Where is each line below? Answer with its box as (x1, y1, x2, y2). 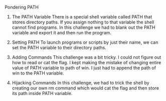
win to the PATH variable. (12, 70, 64, 76)
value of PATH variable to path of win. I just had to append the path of (12, 65, 156, 71)
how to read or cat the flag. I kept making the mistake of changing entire (12, 60, 161, 65)
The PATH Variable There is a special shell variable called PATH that (12, 14, 152, 19)
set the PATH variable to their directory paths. (12, 45, 106, 50)
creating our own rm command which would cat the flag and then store (12, 85, 159, 91)
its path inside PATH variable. (12, 91, 73, 96)
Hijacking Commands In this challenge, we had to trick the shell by (12, 80, 149, 86)
